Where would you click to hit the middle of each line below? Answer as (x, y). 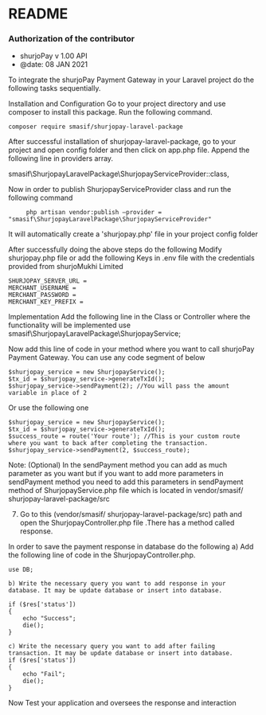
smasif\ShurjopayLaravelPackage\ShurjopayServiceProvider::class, (119, 174)
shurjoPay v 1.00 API (53, 56)
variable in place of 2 (48, 393)
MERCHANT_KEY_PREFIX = (46, 302)
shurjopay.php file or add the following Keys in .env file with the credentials (131, 258)
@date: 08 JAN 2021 (54, 64)
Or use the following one (49, 408)
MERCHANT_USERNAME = (43, 288)
